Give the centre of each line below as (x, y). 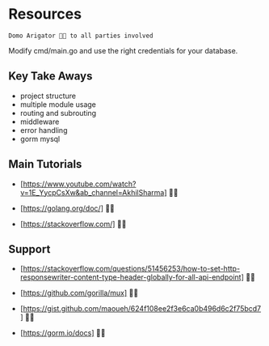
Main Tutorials (45, 164)
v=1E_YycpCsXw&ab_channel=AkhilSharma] (93, 192)
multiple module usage (58, 104)
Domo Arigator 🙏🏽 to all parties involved (81, 36)
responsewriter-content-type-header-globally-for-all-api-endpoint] (132, 277)
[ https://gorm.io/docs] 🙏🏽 (63, 333)
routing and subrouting (58, 113)
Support (29, 249)
